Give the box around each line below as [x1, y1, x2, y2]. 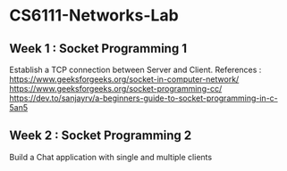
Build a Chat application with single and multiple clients [9, 151, 213, 162]
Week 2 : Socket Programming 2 [9, 128, 192, 143]
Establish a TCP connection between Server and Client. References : [9, 64, 262, 75]
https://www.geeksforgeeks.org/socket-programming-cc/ [9, 84, 223, 94]
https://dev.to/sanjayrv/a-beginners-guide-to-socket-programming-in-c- [9, 93, 279, 103]
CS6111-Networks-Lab [9, 5, 179, 26]
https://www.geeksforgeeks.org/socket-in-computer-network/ [9, 74, 240, 85]
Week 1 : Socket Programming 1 [9, 41, 188, 56]
